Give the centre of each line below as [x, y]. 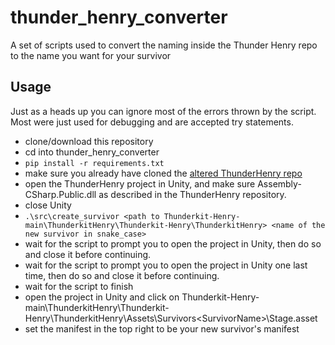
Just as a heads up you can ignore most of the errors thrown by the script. [163, 111]
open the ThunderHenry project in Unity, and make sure [140, 183]
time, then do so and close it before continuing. [122, 275]
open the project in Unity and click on [102, 297]
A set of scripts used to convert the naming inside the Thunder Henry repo [164, 45]
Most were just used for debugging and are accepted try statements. [152, 122]
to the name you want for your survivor [91, 55]
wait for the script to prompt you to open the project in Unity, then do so [173, 243]
